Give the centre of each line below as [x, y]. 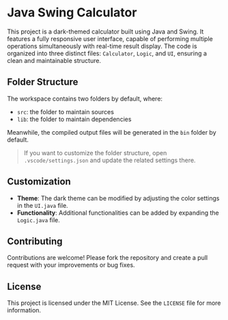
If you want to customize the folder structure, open [95, 152]
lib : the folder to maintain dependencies [74, 119]
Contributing [35, 241]
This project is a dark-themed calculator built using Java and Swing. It [105, 31]
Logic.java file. [38, 219]
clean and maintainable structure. [54, 60]
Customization [39, 182]
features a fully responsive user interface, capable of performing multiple [110, 38]
